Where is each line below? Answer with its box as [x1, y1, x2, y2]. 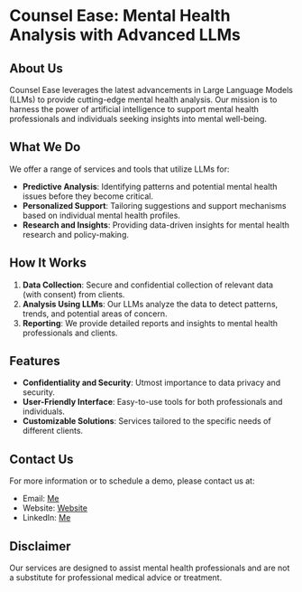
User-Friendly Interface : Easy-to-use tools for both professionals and [22, 397, 283, 408]
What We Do [9, 139, 81, 155]
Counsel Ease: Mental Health [9, 5, 231, 26]
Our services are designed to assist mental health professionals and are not [9, 562, 290, 574]
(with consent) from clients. [22, 288, 125, 299]
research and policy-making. [22, 229, 129, 240]
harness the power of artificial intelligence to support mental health [9, 104, 259, 114]
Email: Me [22, 493, 59, 504]
